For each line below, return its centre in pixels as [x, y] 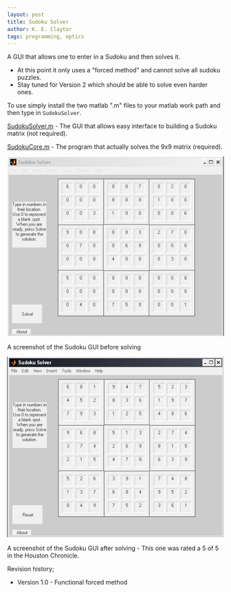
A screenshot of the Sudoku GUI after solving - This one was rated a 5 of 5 [113, 548]
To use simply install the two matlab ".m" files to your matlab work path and [114, 105]
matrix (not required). [37, 134]
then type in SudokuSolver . [44, 113]
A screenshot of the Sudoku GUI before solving [74, 347]
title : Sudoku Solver [38, 22]
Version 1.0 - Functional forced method [72, 582]
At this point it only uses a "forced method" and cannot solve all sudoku [119, 70]
